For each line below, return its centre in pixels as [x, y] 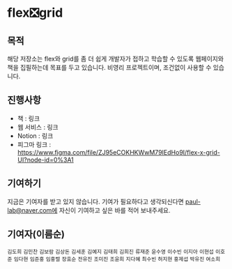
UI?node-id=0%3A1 [46, 160]
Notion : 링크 [35, 136]
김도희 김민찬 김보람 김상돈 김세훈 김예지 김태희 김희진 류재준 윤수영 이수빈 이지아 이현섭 [111, 252]
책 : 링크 [29, 118]
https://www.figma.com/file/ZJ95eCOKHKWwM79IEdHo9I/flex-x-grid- [119, 152]
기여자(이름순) [36, 235]
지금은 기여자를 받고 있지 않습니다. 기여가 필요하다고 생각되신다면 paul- [104, 201]
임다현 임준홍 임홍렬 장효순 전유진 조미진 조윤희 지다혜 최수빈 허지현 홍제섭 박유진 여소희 [117, 259]
